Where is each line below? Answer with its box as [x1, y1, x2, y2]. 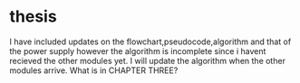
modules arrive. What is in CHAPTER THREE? [9, 65, 179, 76]
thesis [9, 6, 57, 27]
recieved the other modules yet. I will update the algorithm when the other [9, 55, 285, 66]
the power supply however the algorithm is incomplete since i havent [9, 45, 266, 56]
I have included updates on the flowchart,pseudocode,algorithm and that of [9, 36, 292, 47]
